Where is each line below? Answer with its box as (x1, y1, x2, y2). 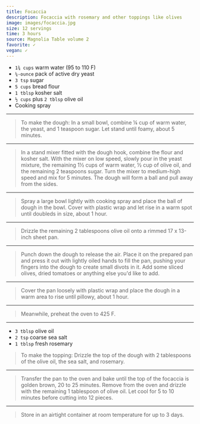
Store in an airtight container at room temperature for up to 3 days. (20, 411, 185, 418)
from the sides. (20, 180, 58, 188)
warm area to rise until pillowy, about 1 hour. (20, 293, 129, 300)
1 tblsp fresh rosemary (14, 340, 73, 347)
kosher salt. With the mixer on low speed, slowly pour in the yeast (20, 155, 183, 162)
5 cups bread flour (14, 83, 60, 90)
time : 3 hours (6, 31, 42, 37)
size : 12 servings (6, 25, 52, 32)
